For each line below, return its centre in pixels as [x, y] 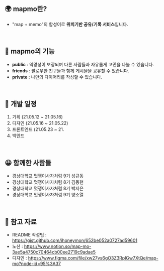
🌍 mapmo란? [26, 9]
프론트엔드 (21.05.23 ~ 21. [38, 129]
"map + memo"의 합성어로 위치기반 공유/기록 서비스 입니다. [70, 24]
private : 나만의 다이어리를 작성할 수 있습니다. [57, 77]
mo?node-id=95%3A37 [36, 264]
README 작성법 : [29, 235]
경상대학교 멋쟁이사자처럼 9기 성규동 [48, 176]
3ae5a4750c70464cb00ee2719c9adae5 [54, 252]
